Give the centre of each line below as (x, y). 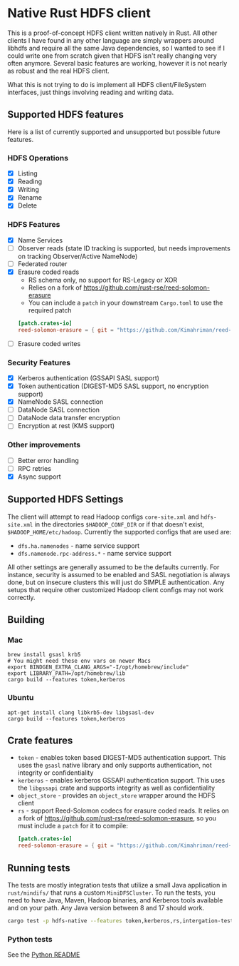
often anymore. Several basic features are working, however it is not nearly (117, 63)
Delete (27, 205)
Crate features (40, 741)
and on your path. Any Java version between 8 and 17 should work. (106, 908)
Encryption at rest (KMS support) (66, 426)
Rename (30, 198)
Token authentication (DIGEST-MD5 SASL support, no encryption (113, 386)
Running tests (39, 868)
